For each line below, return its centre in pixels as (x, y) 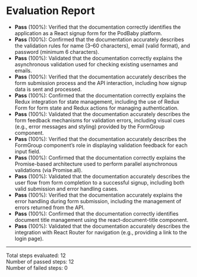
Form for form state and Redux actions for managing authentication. (96, 108)
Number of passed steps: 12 (40, 261)
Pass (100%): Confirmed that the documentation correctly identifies (96, 213)
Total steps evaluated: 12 (36, 255)
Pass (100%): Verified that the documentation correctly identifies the (98, 27)
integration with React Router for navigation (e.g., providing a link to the (101, 232)
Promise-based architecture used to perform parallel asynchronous (96, 164)
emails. (23, 70)
